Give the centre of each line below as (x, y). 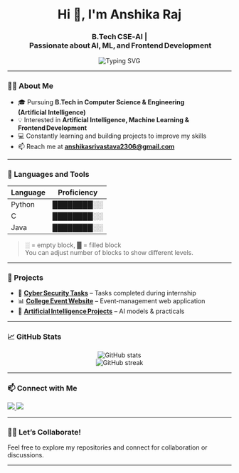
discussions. (26, 455)
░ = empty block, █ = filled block (73, 245)
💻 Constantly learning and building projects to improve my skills (112, 136)
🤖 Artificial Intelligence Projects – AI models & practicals (101, 311)
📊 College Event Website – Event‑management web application (111, 301)
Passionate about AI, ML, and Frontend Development (121, 45)
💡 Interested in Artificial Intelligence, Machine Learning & (103, 119)
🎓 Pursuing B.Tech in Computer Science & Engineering (101, 102)
